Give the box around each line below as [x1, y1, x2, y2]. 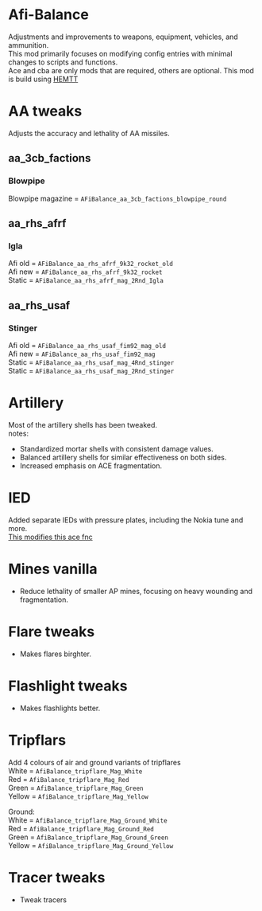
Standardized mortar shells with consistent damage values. [19, 444, 214, 453]
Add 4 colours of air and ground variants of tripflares [8, 757, 181, 767]
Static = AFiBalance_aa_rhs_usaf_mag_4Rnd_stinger [8, 357, 175, 367]
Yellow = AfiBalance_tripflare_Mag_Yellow [8, 791, 149, 801]
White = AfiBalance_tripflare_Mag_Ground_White [8, 815, 168, 825]
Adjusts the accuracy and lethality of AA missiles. [8, 128, 170, 138]
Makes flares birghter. [19, 649, 92, 659]
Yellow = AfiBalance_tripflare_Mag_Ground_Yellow [8, 840, 174, 850]
